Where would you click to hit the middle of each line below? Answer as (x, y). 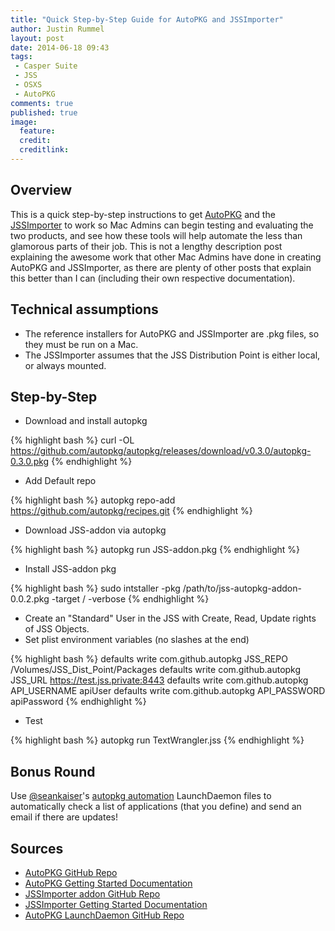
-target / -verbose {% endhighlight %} (130, 599)
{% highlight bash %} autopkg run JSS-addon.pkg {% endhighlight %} (155, 550)
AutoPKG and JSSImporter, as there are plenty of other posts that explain (161, 267)
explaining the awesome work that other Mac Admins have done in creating (166, 257)
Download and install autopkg (86, 421)
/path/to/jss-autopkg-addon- (242, 588)
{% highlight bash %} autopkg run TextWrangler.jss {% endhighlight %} (157, 740)
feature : (37, 131)
